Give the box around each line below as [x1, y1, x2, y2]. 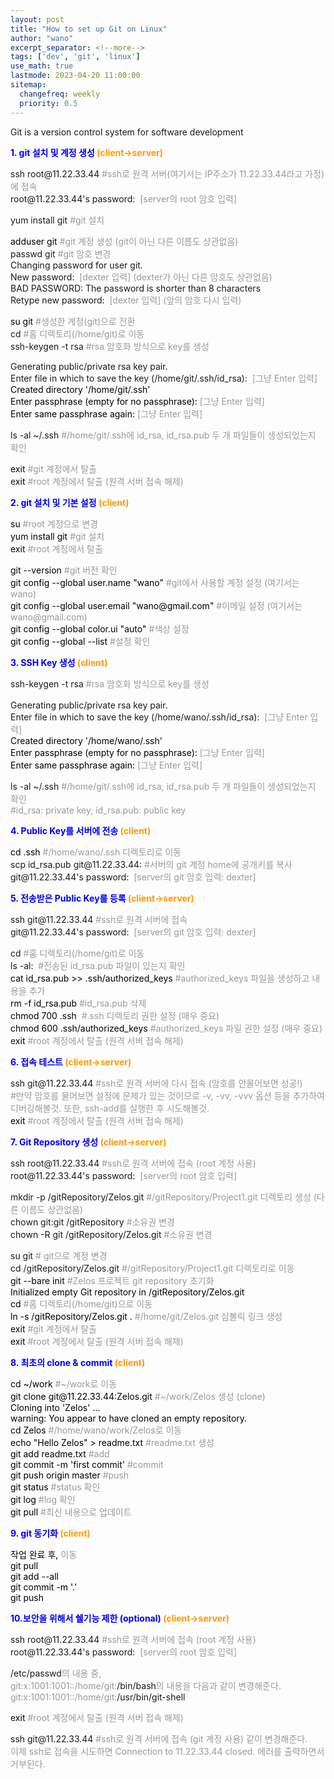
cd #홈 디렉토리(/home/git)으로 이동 [10, 1297, 153, 1310]
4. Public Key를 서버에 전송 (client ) [10, 824, 152, 836]
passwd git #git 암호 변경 [10, 247, 112, 260]
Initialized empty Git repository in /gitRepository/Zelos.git [10, 1286, 245, 1298]
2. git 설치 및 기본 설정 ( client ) [10, 496, 130, 508]
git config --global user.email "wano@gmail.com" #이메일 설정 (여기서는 [10, 599, 303, 611]
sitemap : [10, 80, 47, 90]
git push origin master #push [10, 1469, 130, 1481]
